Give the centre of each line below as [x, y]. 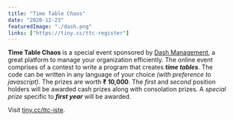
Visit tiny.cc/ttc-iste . [36, 110]
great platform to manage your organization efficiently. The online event [111, 60]
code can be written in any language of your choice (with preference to [110, 75]
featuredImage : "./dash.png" [50, 26]
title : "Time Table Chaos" [47, 13]
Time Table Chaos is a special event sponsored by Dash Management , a [112, 53]
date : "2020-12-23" [36, 20]
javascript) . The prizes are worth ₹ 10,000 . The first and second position [112, 82]
